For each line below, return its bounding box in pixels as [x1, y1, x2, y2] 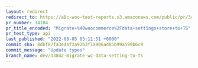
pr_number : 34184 [5, 20, 48, 25]
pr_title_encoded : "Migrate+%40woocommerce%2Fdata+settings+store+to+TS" [5, 25, 191, 31]
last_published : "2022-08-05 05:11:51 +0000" [5, 36, 119, 42]
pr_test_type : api [5, 31, 51, 37]
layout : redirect [5, 8, 48, 15]
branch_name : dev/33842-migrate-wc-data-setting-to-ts [5, 53, 144, 59]
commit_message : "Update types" [5, 47, 85, 53]
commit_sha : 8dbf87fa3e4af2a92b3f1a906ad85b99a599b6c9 [5, 42, 144, 48]
